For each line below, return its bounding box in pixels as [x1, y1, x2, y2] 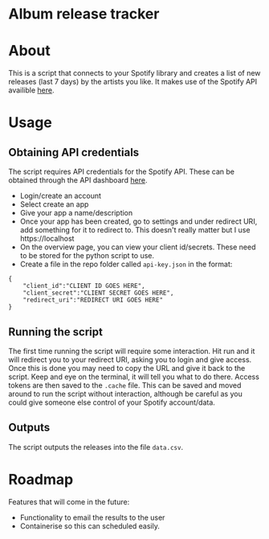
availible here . [8, 85, 55, 95]
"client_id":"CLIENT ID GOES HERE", [22, 282, 146, 290]
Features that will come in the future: [8, 496, 130, 507]
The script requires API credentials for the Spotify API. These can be [8, 167, 235, 177]
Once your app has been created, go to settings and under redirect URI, [19, 216, 258, 226]
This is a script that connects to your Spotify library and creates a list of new [8, 68, 261, 78]
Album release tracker [8, 5, 160, 23]
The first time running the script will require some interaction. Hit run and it [8, 346, 255, 356]
